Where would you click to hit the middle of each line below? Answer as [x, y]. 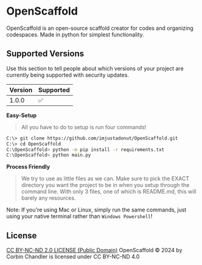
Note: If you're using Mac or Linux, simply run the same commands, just [96, 210]
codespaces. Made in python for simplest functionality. [75, 34]
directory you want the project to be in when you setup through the [105, 185]
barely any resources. [48, 198]
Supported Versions [45, 54]
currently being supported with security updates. [68, 75]
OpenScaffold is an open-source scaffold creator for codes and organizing [100, 28]
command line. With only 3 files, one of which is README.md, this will [109, 192]
